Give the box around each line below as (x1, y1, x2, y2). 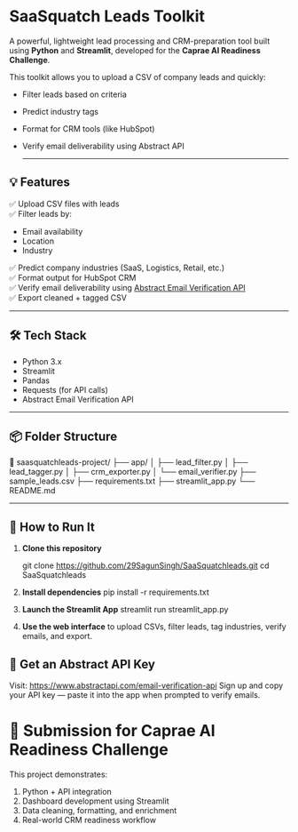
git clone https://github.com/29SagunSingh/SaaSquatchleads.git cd (21, 560, 270, 571)
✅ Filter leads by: (9, 208, 73, 219)
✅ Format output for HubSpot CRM (9, 272, 137, 283)
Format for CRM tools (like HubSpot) (21, 123, 155, 134)
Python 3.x (21, 356, 62, 366)
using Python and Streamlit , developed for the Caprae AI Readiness (9, 44, 261, 55)
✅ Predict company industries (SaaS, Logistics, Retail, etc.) (9, 262, 225, 273)
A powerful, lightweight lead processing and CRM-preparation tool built (9, 36, 271, 46)
